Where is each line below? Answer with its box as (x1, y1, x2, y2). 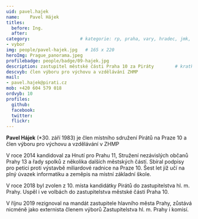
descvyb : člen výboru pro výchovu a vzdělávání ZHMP (6, 69, 138, 75)
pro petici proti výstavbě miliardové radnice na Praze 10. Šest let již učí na (6, 164, 185, 171)
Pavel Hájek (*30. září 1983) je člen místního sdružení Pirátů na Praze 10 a (6, 134, 187, 141)
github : (11, 101, 31, 108)
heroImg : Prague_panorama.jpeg (6, 52, 83, 58)
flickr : (11, 118, 31, 124)
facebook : (11, 107, 35, 113)
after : (11, 31, 28, 36)
